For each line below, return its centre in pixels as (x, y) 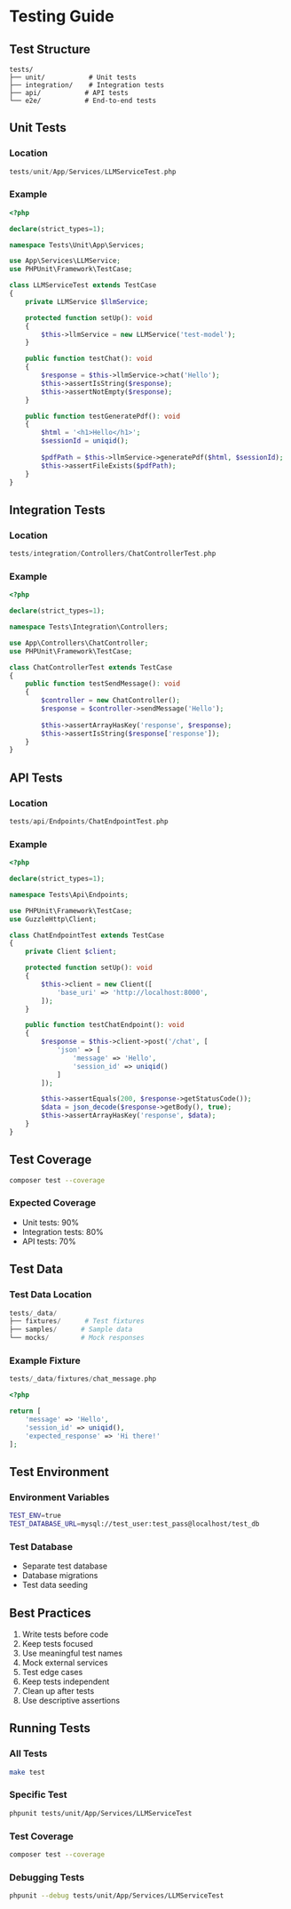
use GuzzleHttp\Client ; (53, 919)
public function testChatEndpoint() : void (105, 1025)
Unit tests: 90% (51, 1222)
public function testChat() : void (89, 359)
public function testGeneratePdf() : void (102, 416)
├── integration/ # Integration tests (87, 85)
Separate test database (65, 1566)
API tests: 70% (49, 1241)
